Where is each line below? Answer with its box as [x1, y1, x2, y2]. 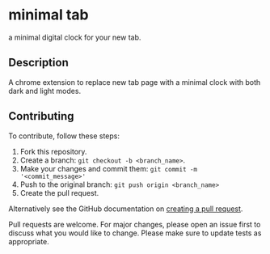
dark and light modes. [8, 86, 82, 95]
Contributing [8, 109, 74, 123]
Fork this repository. [19, 146, 87, 156]
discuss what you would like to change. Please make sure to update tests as [8, 228, 262, 238]
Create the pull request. [19, 188, 99, 197]
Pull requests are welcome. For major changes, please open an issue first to [8, 219, 261, 229]
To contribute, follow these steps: [8, 131, 120, 141]
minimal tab [8, 6, 89, 24]
